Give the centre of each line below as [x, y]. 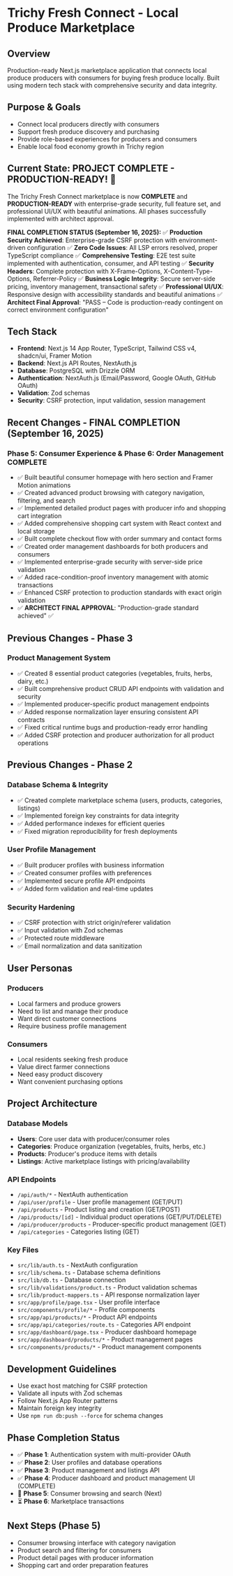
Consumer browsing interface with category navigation [97, 1542]
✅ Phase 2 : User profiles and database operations [90, 1462]
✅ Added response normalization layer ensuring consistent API [108, 711]
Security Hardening [41, 907]
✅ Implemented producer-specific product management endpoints [113, 704]
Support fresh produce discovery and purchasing [88, 132]
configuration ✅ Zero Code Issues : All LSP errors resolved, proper [122, 247]
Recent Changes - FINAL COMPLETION [94, 423]
